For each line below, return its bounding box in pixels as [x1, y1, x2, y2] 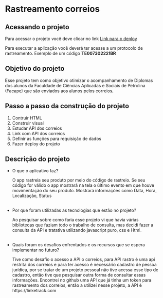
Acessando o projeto [5, 23, 70, 31]
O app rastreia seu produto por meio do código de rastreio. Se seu [12, 177, 145, 183]
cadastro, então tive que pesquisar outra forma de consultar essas [12, 272, 146, 278]
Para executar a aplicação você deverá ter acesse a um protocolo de [5, 45, 143, 51]
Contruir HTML [12, 115, 42, 120]
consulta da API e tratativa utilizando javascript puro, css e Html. [12, 227, 142, 233]
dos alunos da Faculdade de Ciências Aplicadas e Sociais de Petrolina [5, 82, 145, 88]
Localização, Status [12, 193, 52, 199]
